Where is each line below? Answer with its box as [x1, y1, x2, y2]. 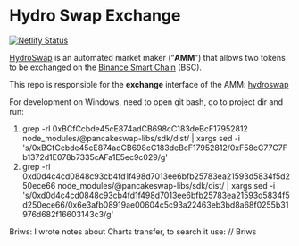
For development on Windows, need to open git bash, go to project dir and [9, 96, 284, 107]
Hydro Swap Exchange [9, 5, 181, 26]
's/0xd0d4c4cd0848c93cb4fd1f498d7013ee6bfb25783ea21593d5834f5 [21, 190, 290, 200]
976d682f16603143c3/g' [21, 208, 114, 219]
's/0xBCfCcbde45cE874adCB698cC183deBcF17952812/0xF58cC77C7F [21, 142, 288, 153]
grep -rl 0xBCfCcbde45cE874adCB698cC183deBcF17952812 [21, 123, 248, 134]
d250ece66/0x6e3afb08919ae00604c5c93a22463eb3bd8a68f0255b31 [21, 199, 289, 210]
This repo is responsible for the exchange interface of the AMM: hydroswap [9, 79, 289, 89]
